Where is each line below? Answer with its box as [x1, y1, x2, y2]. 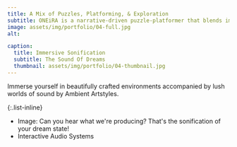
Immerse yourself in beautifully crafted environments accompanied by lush [7, 82, 225, 90]
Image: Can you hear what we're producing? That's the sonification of [17, 117, 221, 125]
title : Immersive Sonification [13, 49, 106, 57]
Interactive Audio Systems [17, 131, 94, 140]
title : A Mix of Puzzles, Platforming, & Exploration [7, 10, 169, 18]
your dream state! [17, 124, 69, 133]
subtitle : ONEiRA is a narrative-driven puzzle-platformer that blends [7, 17, 222, 24]
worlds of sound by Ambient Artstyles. [7, 89, 119, 98]
